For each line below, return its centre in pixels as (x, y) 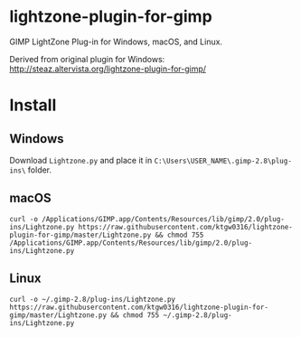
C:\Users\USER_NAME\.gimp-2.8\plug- (223, 161)
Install (33, 105)
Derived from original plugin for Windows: (87, 59)
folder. (40, 170)
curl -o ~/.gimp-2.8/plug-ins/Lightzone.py (93, 299)
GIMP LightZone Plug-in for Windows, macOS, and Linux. (116, 42)
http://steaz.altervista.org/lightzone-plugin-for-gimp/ (108, 69)
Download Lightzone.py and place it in (81, 160)
